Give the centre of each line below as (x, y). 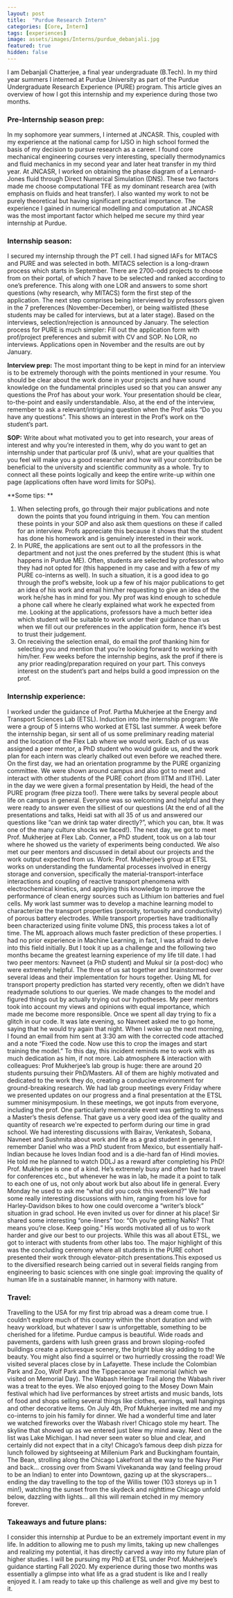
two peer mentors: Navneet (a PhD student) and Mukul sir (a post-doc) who (115, 962)
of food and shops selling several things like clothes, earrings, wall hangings (116, 1401)
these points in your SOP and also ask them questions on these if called (120, 524)
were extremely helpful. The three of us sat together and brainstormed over (115, 969)
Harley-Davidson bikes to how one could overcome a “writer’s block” (106, 1205)
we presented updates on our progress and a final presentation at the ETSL (115, 1095)
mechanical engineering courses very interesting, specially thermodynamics (116, 157)
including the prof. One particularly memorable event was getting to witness (115, 1110)
